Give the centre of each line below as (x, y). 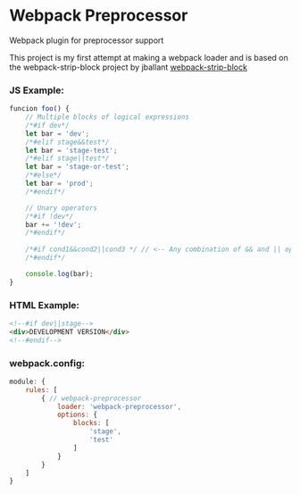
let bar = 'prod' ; (59, 184)
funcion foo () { (39, 109)
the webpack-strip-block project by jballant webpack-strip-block (129, 67)
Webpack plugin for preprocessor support (87, 40)
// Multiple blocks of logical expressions (108, 117)
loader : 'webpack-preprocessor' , (119, 406)
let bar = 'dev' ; (58, 134)
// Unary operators (62, 208)
